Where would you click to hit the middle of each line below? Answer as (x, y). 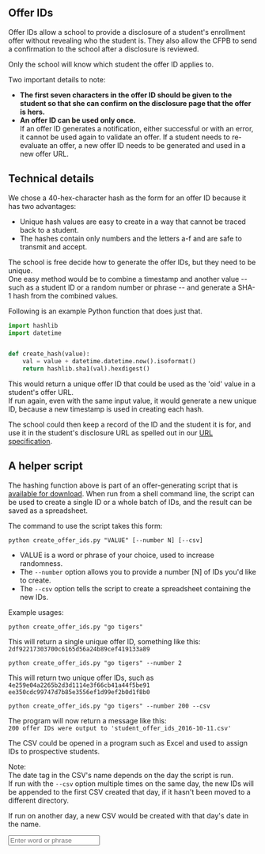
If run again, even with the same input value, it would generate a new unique (132, 400)
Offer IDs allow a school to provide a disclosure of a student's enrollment (127, 32)
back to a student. (49, 230)
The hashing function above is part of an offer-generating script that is (123, 485)
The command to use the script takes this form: (85, 526)
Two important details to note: (57, 79)
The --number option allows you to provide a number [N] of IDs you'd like (138, 571)
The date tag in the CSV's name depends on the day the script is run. (121, 775)
